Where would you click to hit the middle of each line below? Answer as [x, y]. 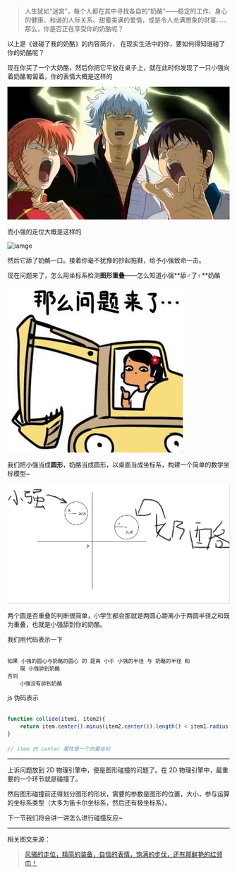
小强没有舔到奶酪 [41, 683]
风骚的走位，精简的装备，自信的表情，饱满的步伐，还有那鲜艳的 [117, 854]
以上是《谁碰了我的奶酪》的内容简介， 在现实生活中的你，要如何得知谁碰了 [116, 44]
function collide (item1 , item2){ [56, 719]
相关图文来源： [29, 839]
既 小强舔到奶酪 [40, 669]
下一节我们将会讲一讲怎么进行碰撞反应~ [65, 818]
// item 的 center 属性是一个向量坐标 [59, 749]
